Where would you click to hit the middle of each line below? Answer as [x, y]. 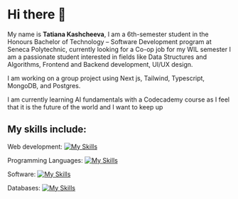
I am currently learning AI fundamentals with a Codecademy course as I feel [118, 99]
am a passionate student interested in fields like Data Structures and [107, 57]
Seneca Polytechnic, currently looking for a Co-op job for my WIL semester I [119, 49]
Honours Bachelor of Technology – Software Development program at [109, 41]
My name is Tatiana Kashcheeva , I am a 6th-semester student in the [108, 34]
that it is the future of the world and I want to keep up [85, 107]
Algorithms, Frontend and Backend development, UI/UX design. [100, 64]
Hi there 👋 [37, 15]
